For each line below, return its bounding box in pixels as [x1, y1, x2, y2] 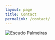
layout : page [5, 7, 32, 12]
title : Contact [5, 12, 37, 17]
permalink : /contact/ [5, 16, 50, 21]
